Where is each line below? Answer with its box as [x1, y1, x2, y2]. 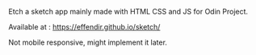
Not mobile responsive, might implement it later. [8, 37, 168, 47]
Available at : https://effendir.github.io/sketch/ [8, 22, 161, 31]
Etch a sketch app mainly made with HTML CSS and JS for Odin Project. [8, 7, 249, 16]
